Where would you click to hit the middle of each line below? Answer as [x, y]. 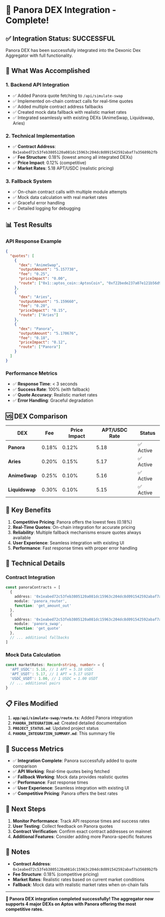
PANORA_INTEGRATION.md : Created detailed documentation [70, 723]
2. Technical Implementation [40, 136]
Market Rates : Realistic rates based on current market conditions [79, 879]
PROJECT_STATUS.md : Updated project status [56, 728]
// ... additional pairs [35, 683]
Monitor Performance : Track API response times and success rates [81, 821]
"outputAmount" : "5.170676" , [48, 333]
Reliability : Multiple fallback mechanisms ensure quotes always [77, 532]
